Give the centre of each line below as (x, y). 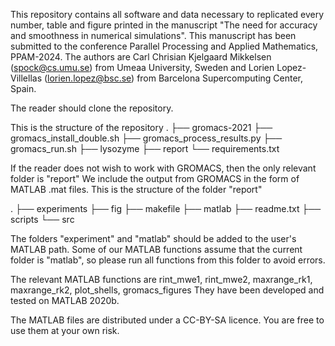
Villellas (26, 78)
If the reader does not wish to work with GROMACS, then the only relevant (163, 168)
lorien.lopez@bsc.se (89, 78)
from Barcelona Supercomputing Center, (220, 78)
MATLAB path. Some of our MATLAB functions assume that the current (156, 249)
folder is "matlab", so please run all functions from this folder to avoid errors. (168, 260)
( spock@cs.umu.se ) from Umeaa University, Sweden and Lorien (142, 67)
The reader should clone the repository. (92, 108)
